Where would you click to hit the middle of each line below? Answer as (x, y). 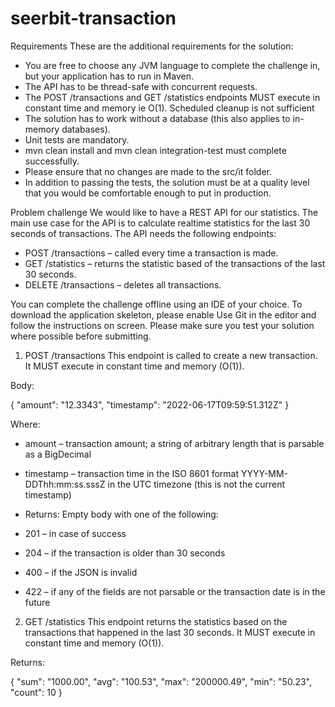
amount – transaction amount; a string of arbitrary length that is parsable (174, 443)
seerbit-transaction (93, 18)
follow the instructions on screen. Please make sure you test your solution (162, 325)
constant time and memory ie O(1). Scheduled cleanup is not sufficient (169, 108)
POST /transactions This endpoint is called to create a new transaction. (171, 355)
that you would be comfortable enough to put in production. (148, 193)
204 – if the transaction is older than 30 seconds (125, 553)
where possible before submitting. (81, 336)
